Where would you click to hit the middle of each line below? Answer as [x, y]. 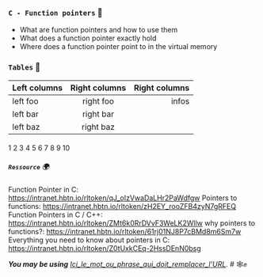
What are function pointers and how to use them [99, 30]
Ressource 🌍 [29, 166]
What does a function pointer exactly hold [88, 38]
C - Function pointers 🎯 [55, 13]
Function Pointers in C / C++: [55, 215]
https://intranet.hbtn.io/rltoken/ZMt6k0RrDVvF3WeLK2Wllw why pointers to [132, 223]
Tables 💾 [25, 67]
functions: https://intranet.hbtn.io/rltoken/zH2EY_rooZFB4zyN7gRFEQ [122, 207]
